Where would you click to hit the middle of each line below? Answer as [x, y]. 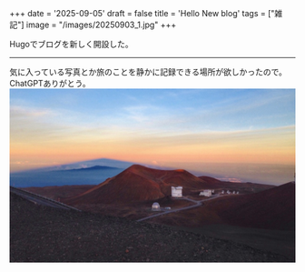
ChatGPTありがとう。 [50, 83]
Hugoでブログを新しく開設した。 [71, 44]
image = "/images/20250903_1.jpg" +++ [101, 25]
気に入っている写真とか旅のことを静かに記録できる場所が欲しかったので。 [148, 72]
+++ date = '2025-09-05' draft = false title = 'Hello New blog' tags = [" [142, 13]
